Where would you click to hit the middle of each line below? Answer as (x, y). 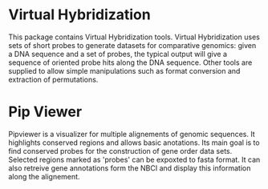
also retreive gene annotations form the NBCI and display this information (130, 168)
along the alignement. (44, 176)
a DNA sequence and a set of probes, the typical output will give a (118, 54)
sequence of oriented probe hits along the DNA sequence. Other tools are (130, 62)
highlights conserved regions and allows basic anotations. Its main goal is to (134, 143)
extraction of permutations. (53, 79)
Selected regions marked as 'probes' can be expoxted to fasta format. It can (134, 159)
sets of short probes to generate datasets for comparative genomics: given (132, 45)
